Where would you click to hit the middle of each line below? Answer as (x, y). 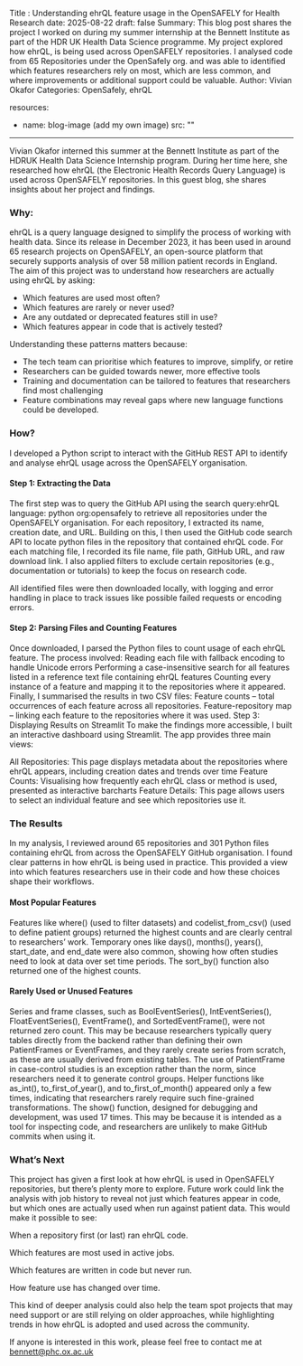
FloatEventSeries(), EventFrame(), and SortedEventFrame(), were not (138, 1021)
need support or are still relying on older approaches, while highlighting (142, 1315)
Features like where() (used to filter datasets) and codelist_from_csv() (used (150, 922)
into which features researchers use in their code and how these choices (145, 872)
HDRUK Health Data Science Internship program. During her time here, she (148, 160)
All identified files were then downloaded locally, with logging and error (142, 588)
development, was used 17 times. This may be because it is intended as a (146, 1116)
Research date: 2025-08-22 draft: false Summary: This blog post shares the (151, 23)
